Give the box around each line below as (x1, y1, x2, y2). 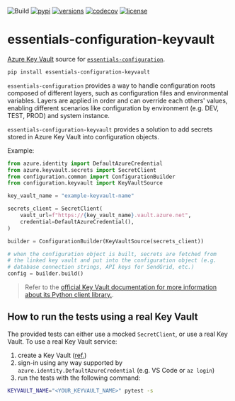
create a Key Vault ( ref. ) (17, 351, 87, 359)
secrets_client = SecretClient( (7, 205, 103, 212)
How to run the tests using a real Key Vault (7, 311, 198, 323)
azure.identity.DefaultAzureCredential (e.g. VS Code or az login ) (17, 366, 215, 374)
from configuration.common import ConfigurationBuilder (7, 173, 176, 180)
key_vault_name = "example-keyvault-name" (7, 192, 134, 199)
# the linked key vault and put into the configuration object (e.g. (7, 257, 217, 265)
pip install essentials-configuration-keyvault (7, 68, 151, 76)
